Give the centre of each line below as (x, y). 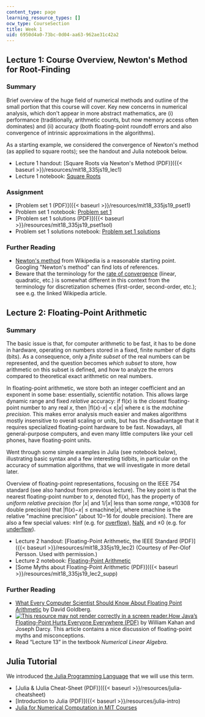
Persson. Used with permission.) (56, 554)
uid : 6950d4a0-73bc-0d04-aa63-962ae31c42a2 (63, 35)
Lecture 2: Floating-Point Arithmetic (77, 313)
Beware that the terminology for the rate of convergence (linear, (95, 274)
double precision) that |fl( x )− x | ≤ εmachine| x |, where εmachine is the (94, 510)
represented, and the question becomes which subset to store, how (92, 363)
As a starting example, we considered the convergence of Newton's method (102, 144)
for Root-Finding (39, 69)
